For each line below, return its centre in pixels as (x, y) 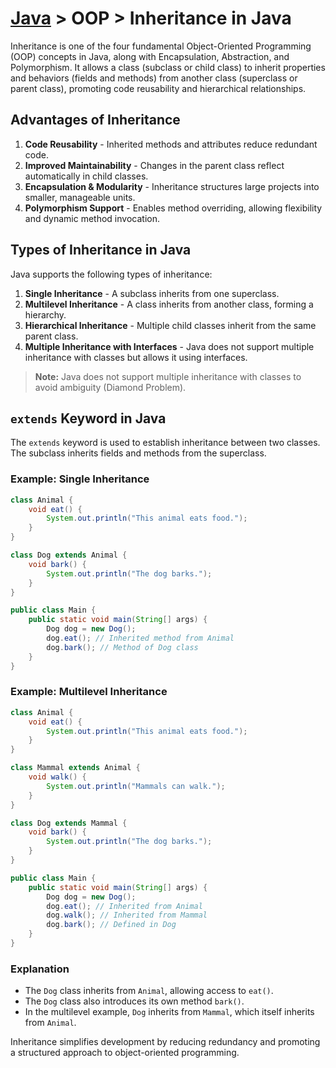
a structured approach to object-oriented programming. (125, 1053)
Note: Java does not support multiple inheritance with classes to (168, 376)
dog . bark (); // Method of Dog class (122, 647)
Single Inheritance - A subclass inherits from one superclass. (152, 293)
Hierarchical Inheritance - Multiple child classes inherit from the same (170, 325)
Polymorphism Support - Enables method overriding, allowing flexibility (173, 208)
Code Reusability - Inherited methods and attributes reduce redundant (171, 144)
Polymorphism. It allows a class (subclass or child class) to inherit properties (168, 67)
